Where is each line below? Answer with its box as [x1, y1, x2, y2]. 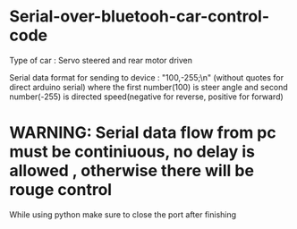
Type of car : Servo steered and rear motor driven [9, 55, 192, 65]
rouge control [9, 180, 113, 200]
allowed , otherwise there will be [9, 161, 255, 181]
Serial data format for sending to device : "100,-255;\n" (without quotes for [9, 72, 284, 82]
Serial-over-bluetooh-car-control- [9, 6, 270, 27]
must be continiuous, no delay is [9, 141, 255, 162]
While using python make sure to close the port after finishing [9, 208, 237, 220]
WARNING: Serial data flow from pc [9, 123, 276, 143]
